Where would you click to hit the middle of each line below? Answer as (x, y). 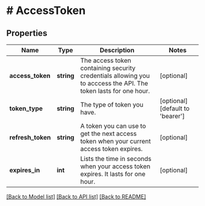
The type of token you (112, 105)
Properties (27, 33)
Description (117, 50)
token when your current (116, 141)
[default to (175, 108)
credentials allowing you (115, 76)
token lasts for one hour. (115, 91)
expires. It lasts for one (113, 174)
